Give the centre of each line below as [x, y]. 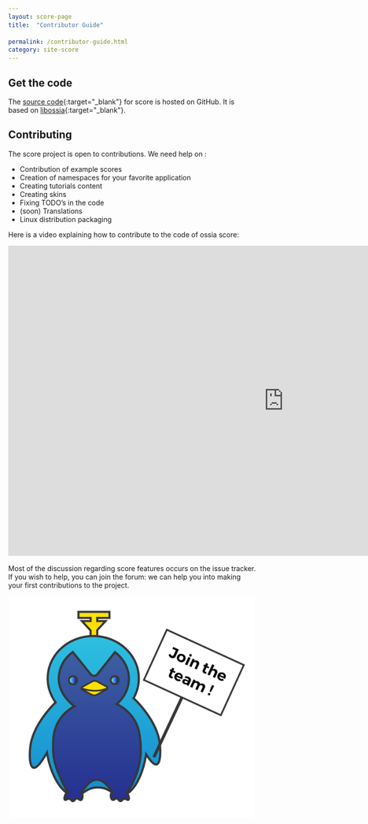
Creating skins [43, 194]
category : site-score [44, 50]
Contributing [40, 135]
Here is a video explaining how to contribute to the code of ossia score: [124, 234]
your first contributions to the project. [69, 585]
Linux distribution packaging [66, 219]
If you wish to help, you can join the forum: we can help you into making [125, 577]
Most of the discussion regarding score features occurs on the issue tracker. [132, 568]
